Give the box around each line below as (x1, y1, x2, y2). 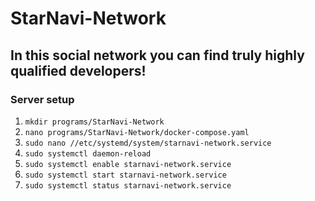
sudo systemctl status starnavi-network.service (24, 180, 232, 191)
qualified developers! (10, 62, 147, 79)
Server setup (10, 92, 75, 106)
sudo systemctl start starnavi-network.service (24, 170, 227, 180)
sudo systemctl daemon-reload (24, 148, 152, 159)
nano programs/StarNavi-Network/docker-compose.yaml (24, 127, 250, 137)
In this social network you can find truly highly (10, 47, 305, 64)
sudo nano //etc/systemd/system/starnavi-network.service (24, 138, 272, 148)
